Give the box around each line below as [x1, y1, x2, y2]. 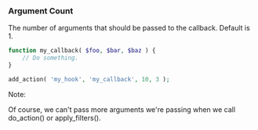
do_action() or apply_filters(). [8, 113, 101, 122]
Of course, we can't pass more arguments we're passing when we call [8, 104, 236, 114]
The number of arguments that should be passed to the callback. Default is [8, 23, 251, 33]
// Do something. [22, 54, 79, 62]
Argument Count [8, 5, 74, 16]
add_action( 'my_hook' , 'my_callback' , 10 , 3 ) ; [8, 75, 170, 83]
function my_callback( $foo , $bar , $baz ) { [8, 47, 156, 55]
